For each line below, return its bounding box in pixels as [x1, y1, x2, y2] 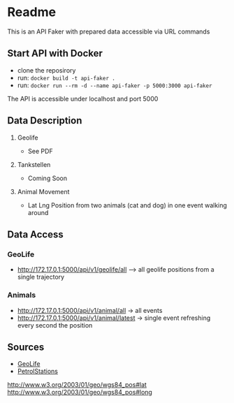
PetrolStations [17, 367, 58, 376]
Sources [7, 341, 45, 353]
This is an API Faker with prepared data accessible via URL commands [7, 27, 210, 36]
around [27, 208, 49, 217]
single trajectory [17, 273, 65, 281]
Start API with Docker [7, 47, 103, 59]
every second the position [17, 321, 93, 329]
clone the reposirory [17, 66, 76, 74]
